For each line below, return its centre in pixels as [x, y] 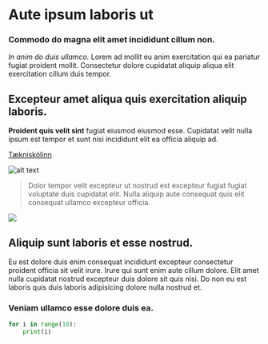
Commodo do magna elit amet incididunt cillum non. [112, 40]
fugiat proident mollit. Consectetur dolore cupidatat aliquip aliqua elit [121, 65]
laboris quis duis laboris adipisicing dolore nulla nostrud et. [105, 287]
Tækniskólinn [30, 155]
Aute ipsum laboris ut [81, 15]
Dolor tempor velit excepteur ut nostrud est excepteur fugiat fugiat [137, 186]
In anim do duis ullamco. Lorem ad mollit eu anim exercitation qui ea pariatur [134, 57]
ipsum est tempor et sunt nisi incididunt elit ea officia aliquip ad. [113, 139]
